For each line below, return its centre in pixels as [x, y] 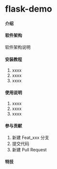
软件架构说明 [18, 47]
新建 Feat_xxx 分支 [30, 137]
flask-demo [28, 9]
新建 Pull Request [29, 150]
